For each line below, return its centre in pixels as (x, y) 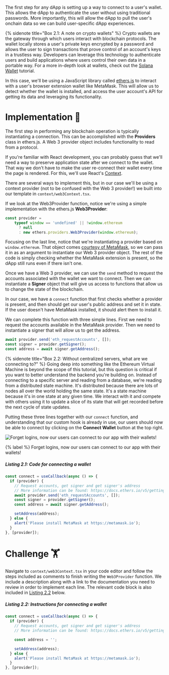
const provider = (23, 218)
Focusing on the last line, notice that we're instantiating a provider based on (84, 242)
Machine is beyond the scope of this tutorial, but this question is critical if (81, 370)
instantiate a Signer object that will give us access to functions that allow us (84, 284)
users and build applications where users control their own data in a (75, 60)
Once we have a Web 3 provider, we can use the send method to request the (84, 273)
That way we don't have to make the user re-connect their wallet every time (84, 168)
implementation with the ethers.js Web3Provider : (56, 209)
